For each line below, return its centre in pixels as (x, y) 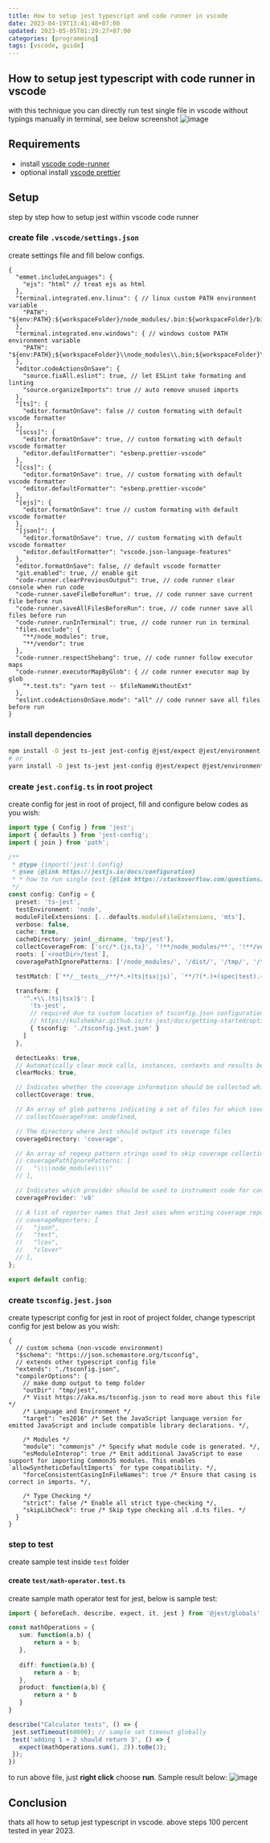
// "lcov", (37, 1242)
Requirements (44, 145)
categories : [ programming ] (53, 38)
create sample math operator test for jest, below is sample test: (113, 1598)
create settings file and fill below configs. (76, 255)
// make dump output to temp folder (84, 1383)
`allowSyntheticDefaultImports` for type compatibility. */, (113, 1468)
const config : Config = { (51, 895)
